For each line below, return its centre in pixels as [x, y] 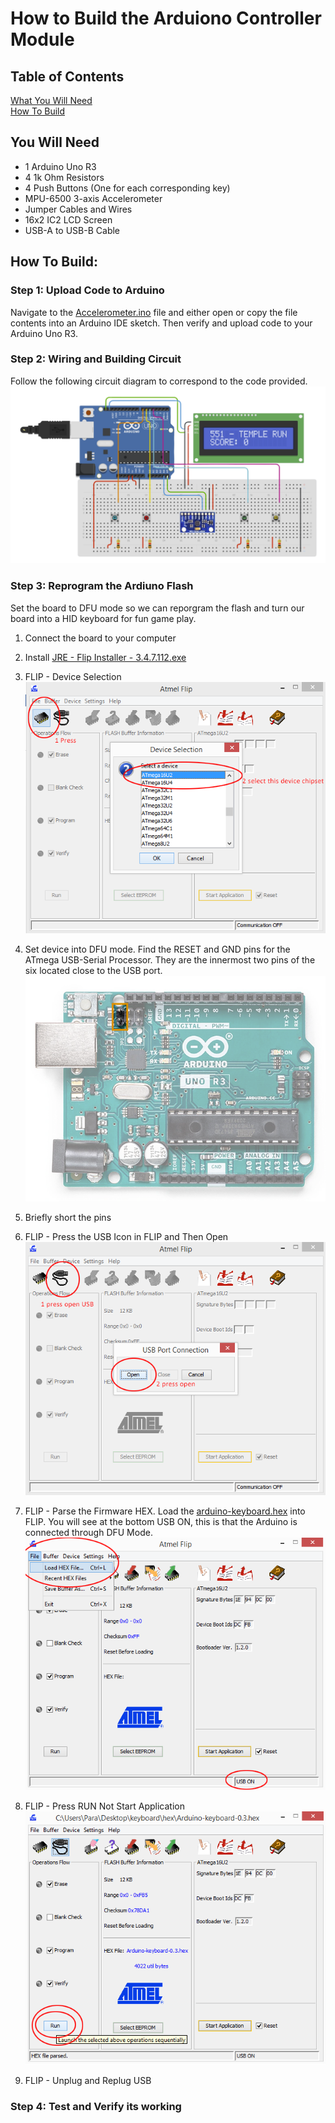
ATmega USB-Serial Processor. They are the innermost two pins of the [170, 959]
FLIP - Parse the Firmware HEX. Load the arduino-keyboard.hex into [165, 1511]
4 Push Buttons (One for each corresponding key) [127, 188]
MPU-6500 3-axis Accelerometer [93, 198]
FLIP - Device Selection [73, 676]
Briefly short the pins [68, 1217]
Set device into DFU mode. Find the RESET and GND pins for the [157, 949]
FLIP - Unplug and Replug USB [88, 2080]
